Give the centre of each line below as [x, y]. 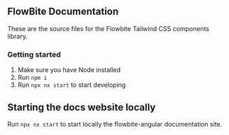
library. [18, 36]
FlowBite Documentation [63, 12]
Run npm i [32, 78]
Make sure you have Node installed [69, 70]
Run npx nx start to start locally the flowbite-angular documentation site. [115, 124]
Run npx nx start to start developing [72, 85]
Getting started [34, 54]
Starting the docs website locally [82, 107]
